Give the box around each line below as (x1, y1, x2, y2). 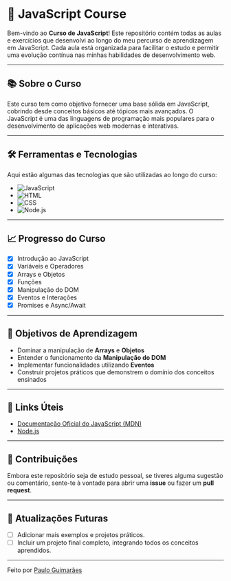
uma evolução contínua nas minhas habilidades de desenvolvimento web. (7, 51, 216, 59)
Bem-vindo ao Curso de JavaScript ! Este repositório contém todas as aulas (7, 29, 222, 37)
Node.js (16, 427, 40, 435)
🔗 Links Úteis (7, 402, 64, 413)
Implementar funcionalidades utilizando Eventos (16, 361, 155, 369)
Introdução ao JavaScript (16, 254, 89, 263)
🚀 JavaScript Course (7, 6, 127, 22)
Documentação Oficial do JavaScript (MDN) (16, 420, 142, 428)
